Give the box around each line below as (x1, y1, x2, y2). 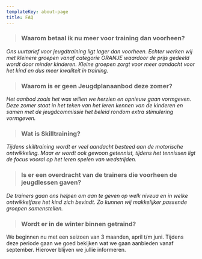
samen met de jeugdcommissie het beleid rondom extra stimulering (6, 109, 173, 116)
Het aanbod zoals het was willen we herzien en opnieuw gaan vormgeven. (6, 95, 192, 103)
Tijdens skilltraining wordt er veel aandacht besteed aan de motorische (6, 143, 183, 150)
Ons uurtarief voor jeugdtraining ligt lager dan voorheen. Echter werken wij (6, 47, 193, 55)
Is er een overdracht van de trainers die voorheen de (20, 171, 177, 179)
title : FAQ (6, 14, 34, 20)
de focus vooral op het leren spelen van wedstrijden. (6, 156, 137, 163)
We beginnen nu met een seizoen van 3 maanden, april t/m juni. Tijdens (6, 233, 184, 240)
